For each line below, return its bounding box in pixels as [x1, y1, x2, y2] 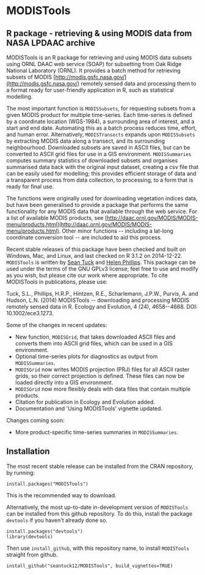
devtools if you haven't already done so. [6, 516, 108, 524]
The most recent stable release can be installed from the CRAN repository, [6, 462, 193, 470]
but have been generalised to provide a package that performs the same [6, 201, 189, 208]
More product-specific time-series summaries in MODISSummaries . [15, 429, 179, 435]
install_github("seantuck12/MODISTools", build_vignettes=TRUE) [6, 563, 173, 569]
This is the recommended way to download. [6, 491, 117, 499]
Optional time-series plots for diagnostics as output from [15, 353, 158, 360]
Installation [6, 446, 50, 457]
